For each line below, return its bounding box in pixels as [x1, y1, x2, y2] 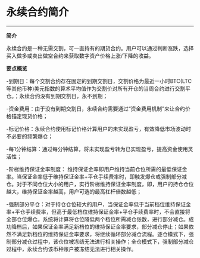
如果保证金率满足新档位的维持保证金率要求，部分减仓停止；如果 [32, 223, 189, 230]
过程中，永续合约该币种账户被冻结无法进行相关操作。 [6, 245, 137, 253]
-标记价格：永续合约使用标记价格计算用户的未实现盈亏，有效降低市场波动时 [6, 125, 192, 132]
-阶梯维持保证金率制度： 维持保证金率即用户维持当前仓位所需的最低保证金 [6, 165, 187, 173]
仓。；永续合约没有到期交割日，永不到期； [6, 92, 108, 99]
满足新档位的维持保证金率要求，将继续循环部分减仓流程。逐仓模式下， [16, 231, 189, 238]
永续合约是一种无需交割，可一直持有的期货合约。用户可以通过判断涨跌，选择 [6, 44, 194, 51]
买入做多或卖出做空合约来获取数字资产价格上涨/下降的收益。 [6, 52, 155, 59]
